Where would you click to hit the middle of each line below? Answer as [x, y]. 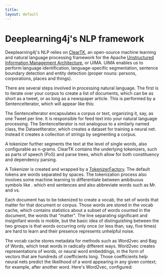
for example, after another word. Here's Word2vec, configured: [69, 267]
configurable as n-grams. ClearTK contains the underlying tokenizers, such [81, 149]
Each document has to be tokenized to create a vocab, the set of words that [82, 200]
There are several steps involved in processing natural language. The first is [82, 88]
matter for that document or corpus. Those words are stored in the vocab [79, 205]
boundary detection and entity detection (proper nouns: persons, [71, 73]
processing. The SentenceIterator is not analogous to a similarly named [77, 124]
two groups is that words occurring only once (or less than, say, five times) [81, 226]
